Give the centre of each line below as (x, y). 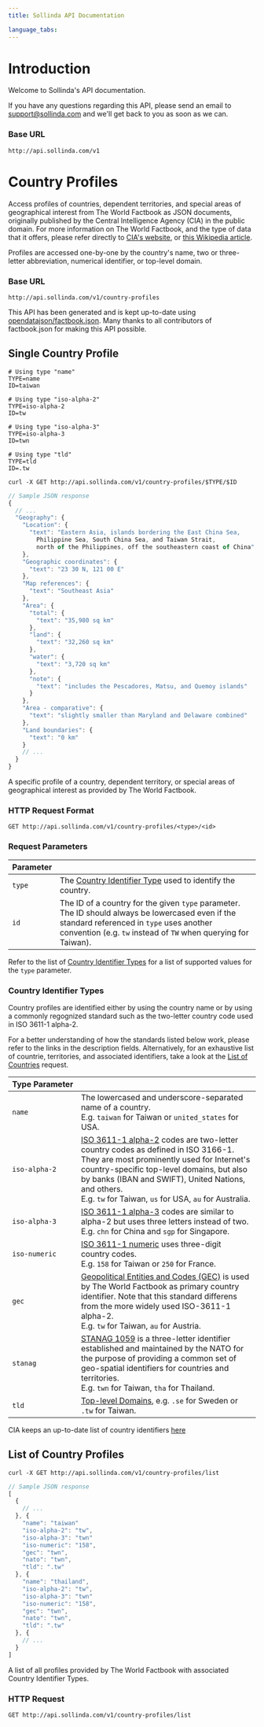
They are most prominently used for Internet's (166, 1159)
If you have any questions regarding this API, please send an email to (120, 106)
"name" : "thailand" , (56, 1582)
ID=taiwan (24, 385)
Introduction (49, 69)
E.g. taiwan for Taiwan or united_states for (160, 1117)
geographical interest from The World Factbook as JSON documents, (120, 212)
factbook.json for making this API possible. (77, 328)
